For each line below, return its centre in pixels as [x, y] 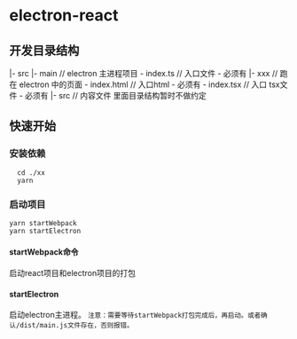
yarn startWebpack [43, 223]
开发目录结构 [44, 50]
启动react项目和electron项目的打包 [72, 273]
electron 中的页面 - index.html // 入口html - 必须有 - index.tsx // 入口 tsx [150, 84]
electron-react [64, 16]
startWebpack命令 [44, 252]
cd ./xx [31, 173]
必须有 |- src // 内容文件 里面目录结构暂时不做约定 [116, 95]
